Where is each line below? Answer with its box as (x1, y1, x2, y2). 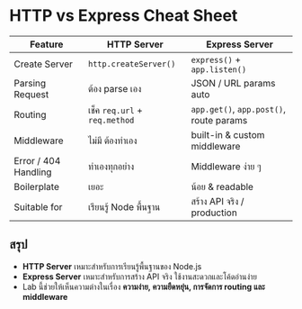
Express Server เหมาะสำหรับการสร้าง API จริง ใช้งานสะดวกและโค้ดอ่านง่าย (22, 271, 258, 282)
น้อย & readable (191, 180, 254, 193)
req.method (88, 114, 135, 125)
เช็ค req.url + (88, 104, 144, 116)
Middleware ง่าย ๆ (191, 159, 262, 172)
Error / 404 (13, 154, 61, 167)
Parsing (13, 77, 47, 89)
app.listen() (191, 64, 247, 75)
